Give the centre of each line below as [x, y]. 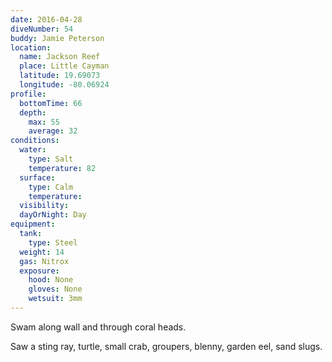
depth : [33, 112]
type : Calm [51, 187]
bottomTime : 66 [51, 103]
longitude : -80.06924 [64, 85]
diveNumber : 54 [42, 29]
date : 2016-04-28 [46, 19]
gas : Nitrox [44, 261]
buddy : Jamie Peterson [57, 38]
